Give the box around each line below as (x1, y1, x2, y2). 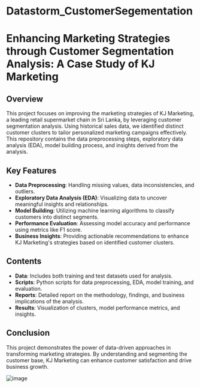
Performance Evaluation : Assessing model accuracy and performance (14, 220, 190, 226)
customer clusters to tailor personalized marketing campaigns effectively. (6, 129, 187, 136)
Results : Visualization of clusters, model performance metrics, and (14, 304, 180, 311)
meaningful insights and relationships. (14, 201, 109, 208)
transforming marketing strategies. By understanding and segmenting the (6, 350, 187, 357)
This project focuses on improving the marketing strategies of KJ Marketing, (6, 110, 195, 117)
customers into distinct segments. (14, 213, 99, 220)
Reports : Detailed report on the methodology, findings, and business (14, 291, 185, 299)
